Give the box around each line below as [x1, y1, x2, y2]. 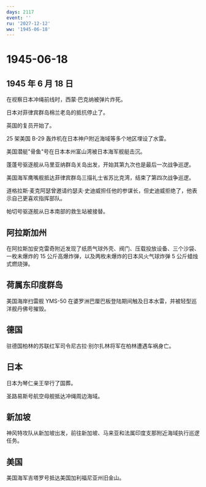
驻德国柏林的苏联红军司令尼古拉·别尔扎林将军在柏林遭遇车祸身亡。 [6, 342, 175, 350]
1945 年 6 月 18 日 [6, 78, 74, 89]
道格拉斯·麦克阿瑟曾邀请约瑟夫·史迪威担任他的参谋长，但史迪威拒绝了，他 [6, 187, 193, 194]
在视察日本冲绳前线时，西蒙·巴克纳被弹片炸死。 [6, 96, 127, 103]
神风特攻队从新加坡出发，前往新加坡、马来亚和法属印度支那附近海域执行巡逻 [6, 429, 200, 437]
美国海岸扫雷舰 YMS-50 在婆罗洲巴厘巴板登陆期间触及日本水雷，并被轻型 [6, 297, 192, 304]
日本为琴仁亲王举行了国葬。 [6, 379, 77, 386]
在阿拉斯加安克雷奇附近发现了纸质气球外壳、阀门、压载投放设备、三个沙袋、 [6, 245, 200, 252]
